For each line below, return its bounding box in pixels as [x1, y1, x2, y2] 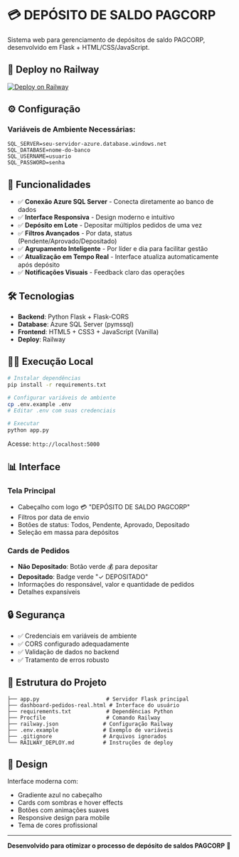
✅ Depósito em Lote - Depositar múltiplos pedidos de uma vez [17, 221, 203, 230]
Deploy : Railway [17, 335, 66, 344]
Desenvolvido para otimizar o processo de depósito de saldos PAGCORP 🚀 [7, 841, 231, 850]
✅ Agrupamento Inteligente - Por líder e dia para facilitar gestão [17, 245, 208, 253]
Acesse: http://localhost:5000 [7, 440, 100, 448]
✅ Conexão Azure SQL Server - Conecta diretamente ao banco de [17, 198, 214, 206]
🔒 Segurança [7, 609, 65, 621]
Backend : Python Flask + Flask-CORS [17, 312, 129, 321]
